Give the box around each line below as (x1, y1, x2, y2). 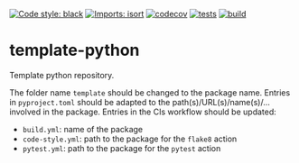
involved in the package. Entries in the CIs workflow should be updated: (9, 106, 277, 117)
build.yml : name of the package (22, 123, 144, 134)
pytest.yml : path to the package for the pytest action (22, 142, 221, 153)
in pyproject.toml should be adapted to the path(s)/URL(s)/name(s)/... (9, 96, 271, 107)
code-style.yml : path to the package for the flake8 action (22, 133, 238, 144)
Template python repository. (9, 69, 115, 80)
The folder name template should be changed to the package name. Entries (9, 86, 291, 98)
